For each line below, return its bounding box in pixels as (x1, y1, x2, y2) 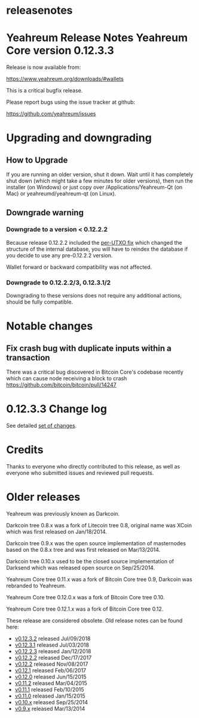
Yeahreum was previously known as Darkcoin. (6, 510, 120, 517)
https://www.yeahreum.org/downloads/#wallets (6, 76, 124, 83)
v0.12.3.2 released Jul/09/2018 (14, 635, 91, 642)
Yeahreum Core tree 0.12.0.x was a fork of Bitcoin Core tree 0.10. (6, 593, 165, 600)
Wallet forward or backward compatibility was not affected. (6, 263, 152, 271)
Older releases (6, 490, 81, 504)
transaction (6, 352, 50, 363)
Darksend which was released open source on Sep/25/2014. (6, 564, 155, 571)
